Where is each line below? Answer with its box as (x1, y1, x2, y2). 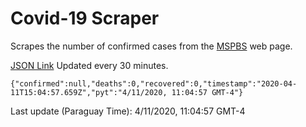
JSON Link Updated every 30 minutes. (10, 59, 169, 71)
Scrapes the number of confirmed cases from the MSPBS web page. (10, 40, 293, 52)
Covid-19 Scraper (10, 7, 160, 30)
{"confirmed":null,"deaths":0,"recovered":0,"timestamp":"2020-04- (10, 78, 298, 89)
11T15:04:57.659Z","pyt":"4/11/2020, (10, 87, 168, 97)
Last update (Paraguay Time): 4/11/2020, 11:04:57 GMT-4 (10, 105, 246, 117)
